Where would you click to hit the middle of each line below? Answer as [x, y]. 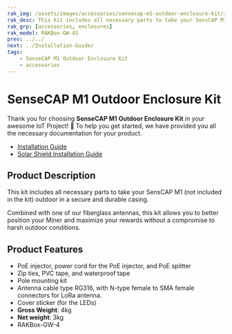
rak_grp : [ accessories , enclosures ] [60, 26]
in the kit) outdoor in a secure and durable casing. [78, 200]
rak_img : [20, 13]
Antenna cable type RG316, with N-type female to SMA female [106, 288]
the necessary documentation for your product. [75, 133]
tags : [15, 53]
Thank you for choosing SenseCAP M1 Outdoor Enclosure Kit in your [106, 118]
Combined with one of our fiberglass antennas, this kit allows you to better [113, 213]
